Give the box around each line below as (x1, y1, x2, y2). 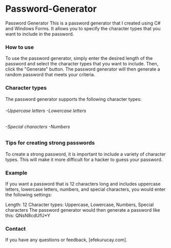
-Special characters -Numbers (5, 123, 70, 129)
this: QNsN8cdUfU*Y (5, 213, 50, 219)
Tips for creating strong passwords (5, 139, 95, 146)
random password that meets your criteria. (5, 72, 96, 78)
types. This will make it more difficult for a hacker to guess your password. (5, 156, 163, 163)
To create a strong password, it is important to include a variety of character (5, 151, 166, 157)
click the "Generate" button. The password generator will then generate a (5, 66, 160, 72)
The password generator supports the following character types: (5, 96, 142, 102)
